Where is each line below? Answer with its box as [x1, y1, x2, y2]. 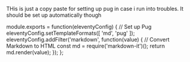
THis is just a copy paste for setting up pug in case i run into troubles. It [6, 5, 184, 12]
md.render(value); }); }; [6, 49, 64, 56]
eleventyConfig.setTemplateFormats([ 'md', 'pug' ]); [6, 29, 135, 37]
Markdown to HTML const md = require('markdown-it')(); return [6, 42, 165, 49]
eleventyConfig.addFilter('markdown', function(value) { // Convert [6, 36, 170, 43]
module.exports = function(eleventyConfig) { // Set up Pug [6, 23, 152, 30]
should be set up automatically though [6, 11, 101, 19]
